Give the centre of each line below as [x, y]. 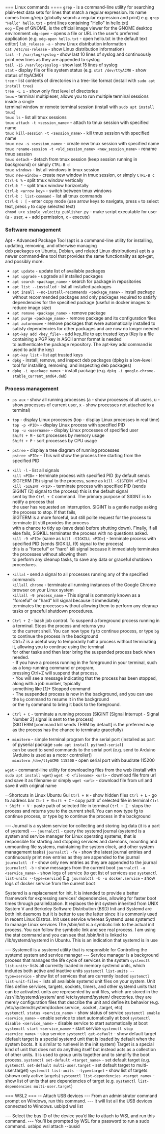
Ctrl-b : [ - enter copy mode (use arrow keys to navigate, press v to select [82, 201]
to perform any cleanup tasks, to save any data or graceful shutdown [82, 559]
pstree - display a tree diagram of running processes [66, 450]
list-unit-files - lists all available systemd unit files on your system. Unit [80, 981]
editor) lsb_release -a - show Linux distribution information [66, 44]
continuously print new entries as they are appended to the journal [72, 857]
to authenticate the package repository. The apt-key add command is [82, 345]
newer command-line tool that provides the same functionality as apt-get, [80, 256]
